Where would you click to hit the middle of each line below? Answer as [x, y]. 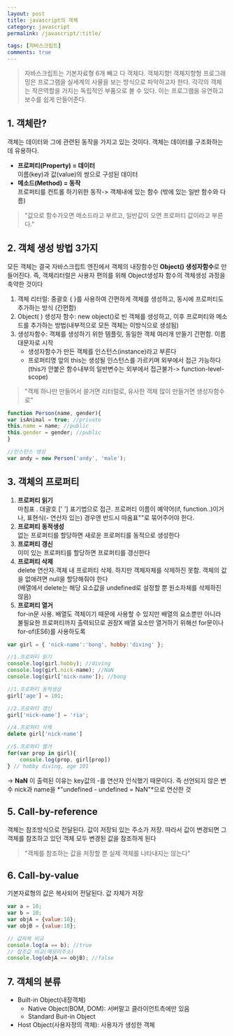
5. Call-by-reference [52, 812]
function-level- [203, 369]
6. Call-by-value [43, 875]
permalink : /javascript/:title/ [54, 33]
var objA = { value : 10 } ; [42, 920]
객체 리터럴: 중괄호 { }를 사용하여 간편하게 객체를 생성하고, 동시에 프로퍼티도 [120, 299]
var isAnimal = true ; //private [54, 420]
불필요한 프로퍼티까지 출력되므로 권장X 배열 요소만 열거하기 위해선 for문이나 [120, 622]
